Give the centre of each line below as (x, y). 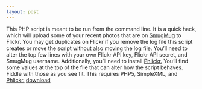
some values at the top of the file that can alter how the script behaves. (95, 67)
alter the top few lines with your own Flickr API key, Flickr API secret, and (97, 54)
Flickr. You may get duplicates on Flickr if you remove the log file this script (99, 41)
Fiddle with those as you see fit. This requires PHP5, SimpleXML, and (92, 73)
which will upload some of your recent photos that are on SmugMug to (94, 35)
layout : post (23, 12)
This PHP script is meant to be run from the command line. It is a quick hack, (101, 29)
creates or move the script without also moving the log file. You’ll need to (97, 48)
